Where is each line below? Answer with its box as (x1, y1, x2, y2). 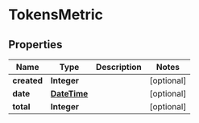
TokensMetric (8, 6, 103, 24)
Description (95, 62, 143, 72)
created (12, 75, 43, 86)
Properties (8, 38, 63, 51)
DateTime (50, 88, 89, 99)
